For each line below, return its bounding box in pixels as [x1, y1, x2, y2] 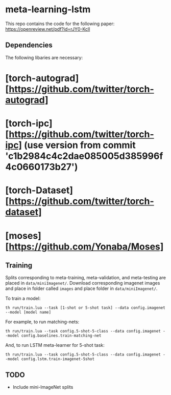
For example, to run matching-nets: [5, 319, 80, 325]
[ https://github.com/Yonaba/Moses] [5, 241, 164, 252]
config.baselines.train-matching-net [21, 333, 102, 339]
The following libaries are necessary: [5, 54, 83, 60]
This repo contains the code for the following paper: [5, 20, 115, 27]
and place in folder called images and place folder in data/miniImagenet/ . [5, 285, 158, 292]
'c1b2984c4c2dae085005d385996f [5, 150, 163, 162]
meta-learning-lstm [5, 4, 91, 15]
